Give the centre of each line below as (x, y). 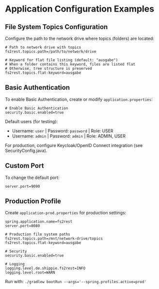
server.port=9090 (23, 186)
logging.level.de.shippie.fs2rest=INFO (45, 268)
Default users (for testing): (32, 121)
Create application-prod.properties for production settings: (66, 213)
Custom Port (24, 166)
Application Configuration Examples (79, 9)
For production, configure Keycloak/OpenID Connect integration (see (74, 145)
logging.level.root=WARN (30, 273)
